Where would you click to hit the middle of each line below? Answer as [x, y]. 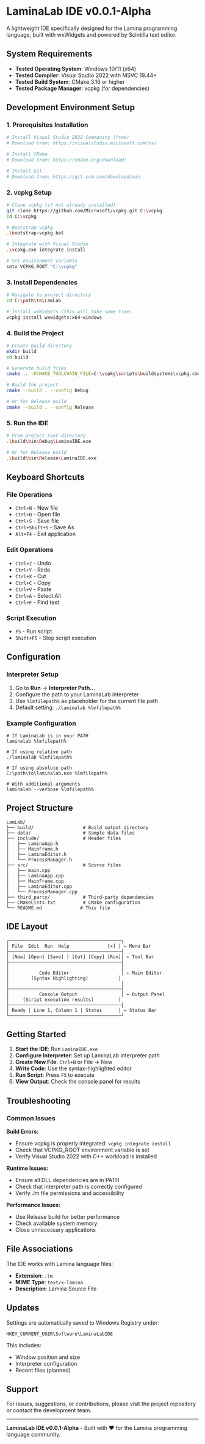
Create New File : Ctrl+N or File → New [64, 1062]
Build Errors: [23, 1132]
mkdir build [21, 351]
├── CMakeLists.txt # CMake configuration [73, 902]
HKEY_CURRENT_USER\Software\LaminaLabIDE [60, 1334]
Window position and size [48, 1357]
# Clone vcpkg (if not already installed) [61, 205]
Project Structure [40, 808]
